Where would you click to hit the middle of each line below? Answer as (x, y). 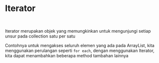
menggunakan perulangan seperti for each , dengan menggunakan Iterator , (80, 50)
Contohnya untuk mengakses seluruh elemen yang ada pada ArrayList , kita (80, 45)
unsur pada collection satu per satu (40, 36)
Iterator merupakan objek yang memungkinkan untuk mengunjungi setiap (78, 31)
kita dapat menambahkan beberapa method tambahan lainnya (67, 55)
